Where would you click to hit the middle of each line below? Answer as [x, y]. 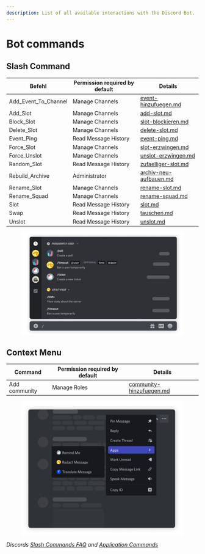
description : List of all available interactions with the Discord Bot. [101, 13]
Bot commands [45, 44]
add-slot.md [156, 113]
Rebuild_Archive [29, 176]
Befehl [38, 86]
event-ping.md [159, 139]
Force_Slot [22, 147]
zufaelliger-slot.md [164, 164]
